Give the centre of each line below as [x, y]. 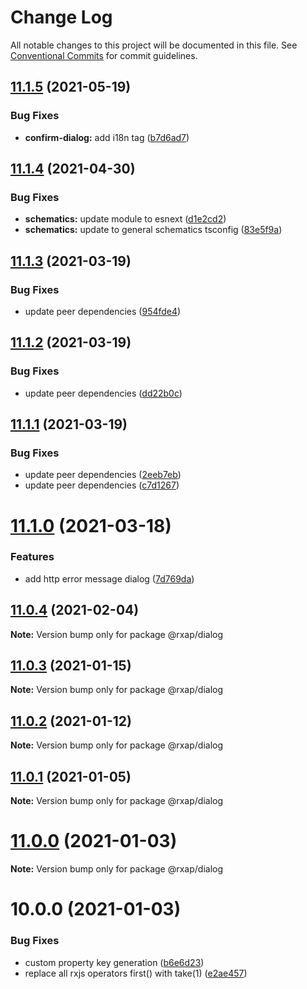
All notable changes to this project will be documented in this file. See [154, 45]
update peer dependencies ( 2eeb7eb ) [103, 475]
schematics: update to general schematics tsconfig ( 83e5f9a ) [153, 230]
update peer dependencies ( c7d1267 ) [102, 485]
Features [32, 557]
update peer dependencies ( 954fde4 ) [103, 311]
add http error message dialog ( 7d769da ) [109, 578]
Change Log [61, 17]
